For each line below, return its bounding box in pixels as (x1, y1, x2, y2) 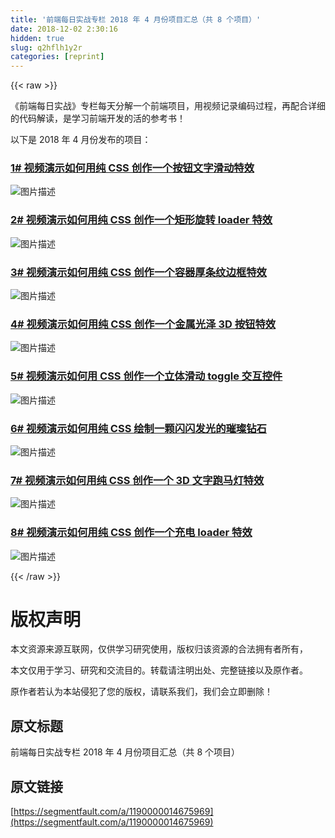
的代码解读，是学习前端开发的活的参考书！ (10, 112, 186, 125)
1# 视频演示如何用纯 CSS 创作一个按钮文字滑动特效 (10, 161, 255, 175)
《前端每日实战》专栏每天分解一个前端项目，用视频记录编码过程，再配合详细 (10, 100, 326, 112)
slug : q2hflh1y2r (10, 42, 83, 53)
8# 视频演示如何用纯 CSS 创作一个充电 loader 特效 (10, 526, 253, 540)
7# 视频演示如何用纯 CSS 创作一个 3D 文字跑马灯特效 (10, 473, 265, 487)
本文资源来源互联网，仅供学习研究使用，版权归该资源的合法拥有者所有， (10, 643, 308, 655)
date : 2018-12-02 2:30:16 (10, 24, 118, 34)
